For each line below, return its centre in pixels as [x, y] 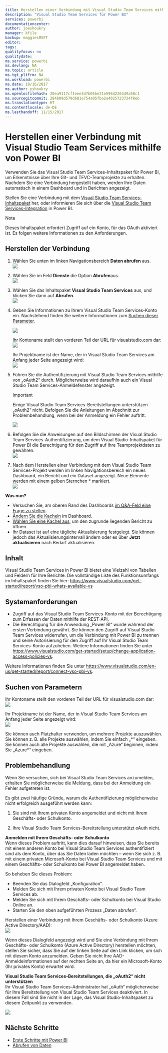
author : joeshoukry [25, 29]
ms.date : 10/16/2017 [27, 84]
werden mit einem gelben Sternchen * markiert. [61, 481]
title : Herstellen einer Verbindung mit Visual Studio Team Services [79, 10]
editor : [13, 43]
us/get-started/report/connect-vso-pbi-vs [49, 671]
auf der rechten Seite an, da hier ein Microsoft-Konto [107, 961]
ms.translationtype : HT [30, 103]
